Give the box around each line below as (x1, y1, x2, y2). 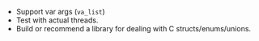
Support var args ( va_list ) (15, 7, 105, 16)
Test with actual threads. (15, 15, 99, 25)
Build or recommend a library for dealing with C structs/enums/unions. (15, 24, 252, 33)
